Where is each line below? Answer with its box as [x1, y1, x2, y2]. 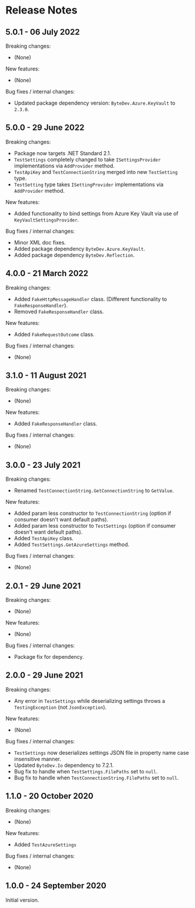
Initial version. [5, 896, 39, 903]
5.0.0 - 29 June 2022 [5, 123, 85, 133]
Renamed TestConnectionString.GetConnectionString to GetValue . [14, 487, 174, 494]
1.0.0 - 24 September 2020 [5, 881, 107, 891]
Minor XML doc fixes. [14, 239, 66, 246]
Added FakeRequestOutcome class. [14, 330, 95, 338]
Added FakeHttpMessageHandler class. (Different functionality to [14, 295, 167, 303]
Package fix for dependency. [14, 654, 85, 661]
